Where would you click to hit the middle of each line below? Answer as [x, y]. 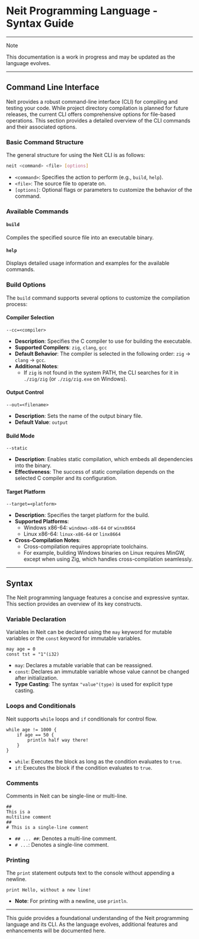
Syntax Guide [40, 23]
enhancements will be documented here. [56, 931]
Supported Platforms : [42, 522]
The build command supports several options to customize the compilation [98, 298]
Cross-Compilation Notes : [48, 541]
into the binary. [33, 465]
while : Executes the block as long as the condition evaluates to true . [98, 761]
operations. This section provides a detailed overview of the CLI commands [98, 120]
